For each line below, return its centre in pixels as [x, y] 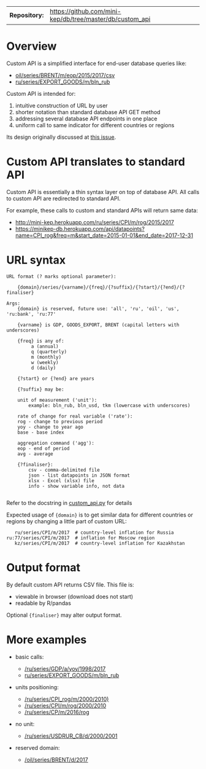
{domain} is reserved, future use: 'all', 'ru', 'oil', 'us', [98, 309]
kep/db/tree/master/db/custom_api [100, 19]
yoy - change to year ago [51, 427]
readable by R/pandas [43, 603]
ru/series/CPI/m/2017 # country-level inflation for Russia [94, 533]
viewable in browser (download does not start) [74, 596]
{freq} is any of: [41, 341]
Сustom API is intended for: [41, 93]
